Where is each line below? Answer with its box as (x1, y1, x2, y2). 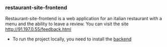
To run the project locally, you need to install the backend (12, 36, 132, 42)
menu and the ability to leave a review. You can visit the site (5, 21, 129, 27)
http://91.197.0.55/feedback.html (5, 26, 71, 32)
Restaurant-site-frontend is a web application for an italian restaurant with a (5, 16, 162, 22)
